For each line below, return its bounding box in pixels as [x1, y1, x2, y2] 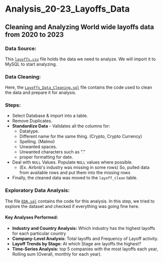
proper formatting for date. [19, 154, 73, 160]
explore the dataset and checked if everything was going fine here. [5, 203, 140, 209]
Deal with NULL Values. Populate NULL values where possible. [12, 159, 133, 165]
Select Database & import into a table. [12, 113, 89, 119]
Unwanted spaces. [19, 144, 57, 150]
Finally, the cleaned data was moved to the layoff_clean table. [12, 175, 138, 181]
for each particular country [12, 230, 67, 236]
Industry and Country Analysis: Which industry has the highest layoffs [12, 225, 155, 231]
